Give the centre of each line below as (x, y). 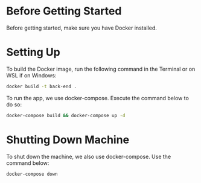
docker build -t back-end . (42, 86)
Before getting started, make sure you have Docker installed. (81, 28)
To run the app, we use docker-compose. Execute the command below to (97, 98)
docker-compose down (32, 174)
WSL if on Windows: (31, 75)
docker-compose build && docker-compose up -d (66, 115)
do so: (14, 104)
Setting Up (33, 52)
